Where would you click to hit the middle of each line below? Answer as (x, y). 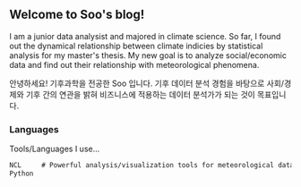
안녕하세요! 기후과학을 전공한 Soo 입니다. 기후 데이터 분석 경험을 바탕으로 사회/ (147, 83)
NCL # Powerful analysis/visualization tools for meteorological (142, 166)
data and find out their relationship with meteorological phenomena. (134, 64)
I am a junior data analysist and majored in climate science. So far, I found (145, 36)
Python (21, 174)
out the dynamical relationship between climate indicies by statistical (136, 46)
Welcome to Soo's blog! (77, 15)
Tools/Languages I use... (55, 149)
